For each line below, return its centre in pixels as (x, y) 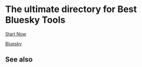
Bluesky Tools (35, 20)
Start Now (16, 34)
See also (19, 60)
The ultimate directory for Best (71, 9)
